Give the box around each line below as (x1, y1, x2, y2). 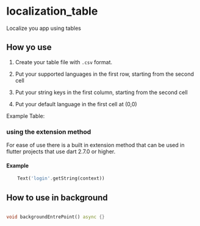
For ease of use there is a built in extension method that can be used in (6, 142, 185, 149)
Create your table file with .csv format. (15, 58, 113, 65)
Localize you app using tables (6, 24, 81, 32)
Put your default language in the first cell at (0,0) (15, 100, 137, 108)
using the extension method (6, 127, 91, 136)
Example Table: (6, 112, 45, 120)
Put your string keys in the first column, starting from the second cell (15, 89, 188, 96)
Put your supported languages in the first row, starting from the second (15, 70, 194, 78)
